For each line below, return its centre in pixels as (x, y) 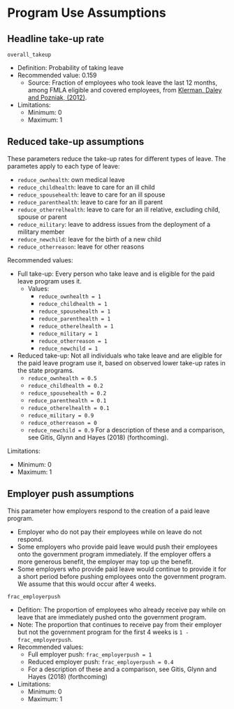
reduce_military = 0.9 (61, 415)
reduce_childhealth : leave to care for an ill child (86, 187)
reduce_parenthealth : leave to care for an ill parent (90, 202)
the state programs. (46, 370)
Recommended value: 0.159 (57, 75)
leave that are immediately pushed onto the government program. (112, 617)
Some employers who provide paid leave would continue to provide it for (122, 569)
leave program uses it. (49, 281)
